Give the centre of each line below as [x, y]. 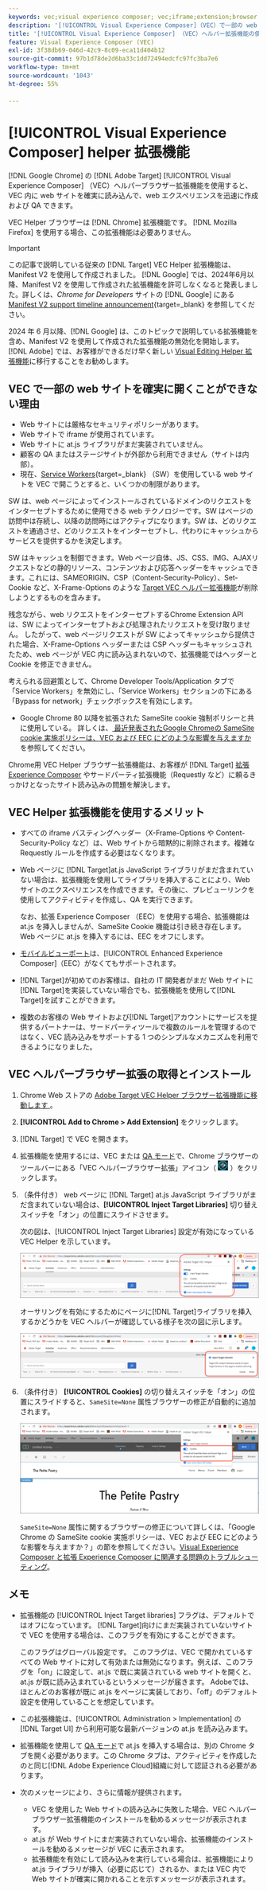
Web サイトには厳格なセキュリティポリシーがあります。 [111, 424]
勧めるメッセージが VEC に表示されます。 [121, 1849]
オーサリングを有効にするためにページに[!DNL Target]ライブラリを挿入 [136, 1311]
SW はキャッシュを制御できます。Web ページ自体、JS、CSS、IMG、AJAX [130, 558]
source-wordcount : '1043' [51, 76]
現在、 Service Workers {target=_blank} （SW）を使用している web [129, 475]
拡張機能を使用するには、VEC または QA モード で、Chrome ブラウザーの [139, 1155]
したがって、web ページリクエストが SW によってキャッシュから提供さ [139, 635]
